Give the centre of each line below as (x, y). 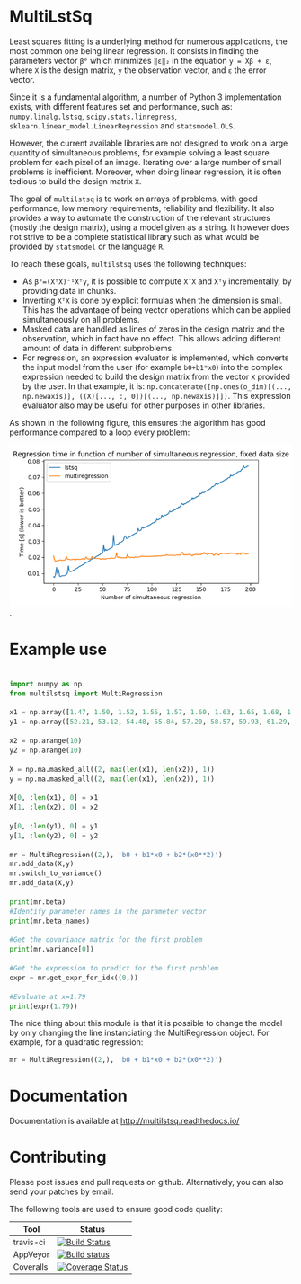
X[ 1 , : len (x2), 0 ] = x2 (54, 807)
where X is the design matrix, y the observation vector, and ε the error (138, 70)
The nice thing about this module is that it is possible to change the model (146, 1023)
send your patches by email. (62, 1191)
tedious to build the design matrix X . (75, 181)
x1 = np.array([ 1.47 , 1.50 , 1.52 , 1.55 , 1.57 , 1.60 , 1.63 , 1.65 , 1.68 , (146, 713)
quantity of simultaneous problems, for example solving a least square (139, 152)
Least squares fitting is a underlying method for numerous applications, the (148, 41)
